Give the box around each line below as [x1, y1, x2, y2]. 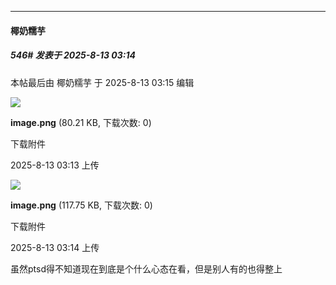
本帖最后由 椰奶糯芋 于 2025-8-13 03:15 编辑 [10, 76, 195, 88]
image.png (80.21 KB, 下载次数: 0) [10, 116, 152, 128]
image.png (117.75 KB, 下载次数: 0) [10, 199, 153, 211]
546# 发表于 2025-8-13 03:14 [10, 49, 137, 61]
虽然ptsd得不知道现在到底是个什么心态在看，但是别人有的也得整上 [10, 262, 283, 275]
